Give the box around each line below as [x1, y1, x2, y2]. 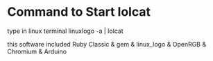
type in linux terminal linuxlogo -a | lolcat [7, 27, 123, 35]
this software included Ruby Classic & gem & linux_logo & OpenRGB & [7, 40, 207, 48]
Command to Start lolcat [7, 4, 151, 20]
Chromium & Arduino [7, 47, 67, 56]
